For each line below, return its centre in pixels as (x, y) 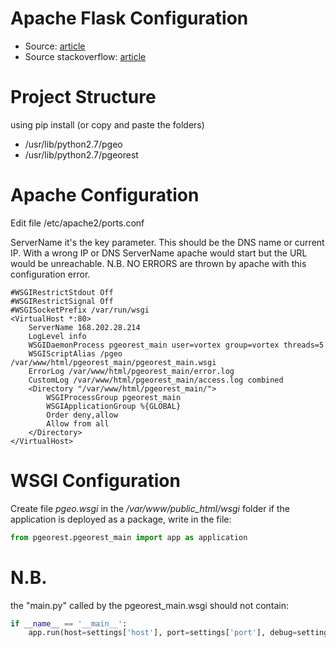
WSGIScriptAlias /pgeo (75, 353)
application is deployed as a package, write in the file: (121, 519)
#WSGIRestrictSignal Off (62, 301)
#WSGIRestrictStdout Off (62, 292)
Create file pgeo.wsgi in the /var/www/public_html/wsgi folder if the (150, 508)
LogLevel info (57, 336)
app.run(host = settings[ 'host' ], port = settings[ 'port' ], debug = (163, 633)
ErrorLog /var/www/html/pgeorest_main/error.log (131, 371)
